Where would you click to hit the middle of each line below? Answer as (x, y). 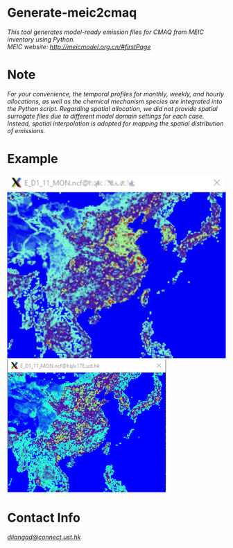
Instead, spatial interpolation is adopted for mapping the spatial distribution (115, 123)
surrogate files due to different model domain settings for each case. (106, 116)
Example (33, 159)
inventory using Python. (41, 39)
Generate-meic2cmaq (72, 13)
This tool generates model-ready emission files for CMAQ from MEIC (106, 32)
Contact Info (44, 517)
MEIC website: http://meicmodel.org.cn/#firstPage (79, 46)
